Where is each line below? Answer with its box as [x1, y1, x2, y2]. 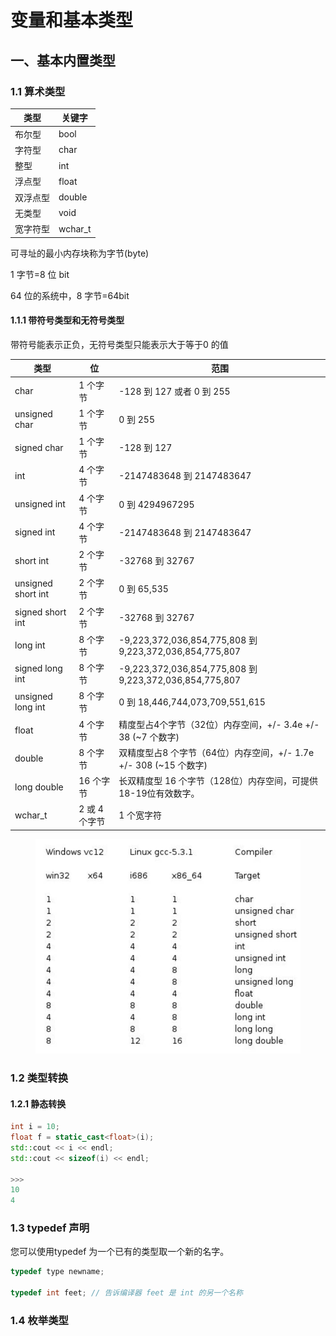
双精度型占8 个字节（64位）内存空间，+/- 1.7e [118, 746, 315, 758]
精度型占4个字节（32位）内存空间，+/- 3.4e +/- [118, 718, 320, 730]
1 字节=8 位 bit [10, 268, 70, 280]
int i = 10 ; [10, 1122, 60, 1132]
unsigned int [14, 498, 66, 510]
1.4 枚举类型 [10, 1313, 69, 1327]
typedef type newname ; [10, 1267, 105, 1277]
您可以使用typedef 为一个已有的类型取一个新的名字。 [10, 1246, 230, 1258]
